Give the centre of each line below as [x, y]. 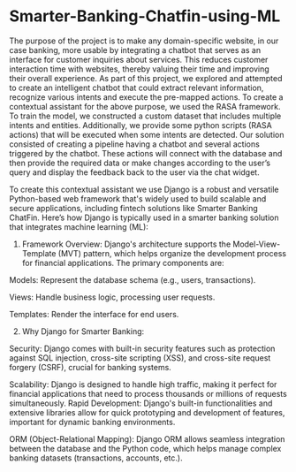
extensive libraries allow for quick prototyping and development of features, [147, 412]
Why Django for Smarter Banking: [83, 331]
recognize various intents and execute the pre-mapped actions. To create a [146, 97]
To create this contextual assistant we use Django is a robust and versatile [144, 189]
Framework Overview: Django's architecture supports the [126, 244]
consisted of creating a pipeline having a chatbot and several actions [135, 144]
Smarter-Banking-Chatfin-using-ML [145, 16]
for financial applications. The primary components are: [123, 263]
